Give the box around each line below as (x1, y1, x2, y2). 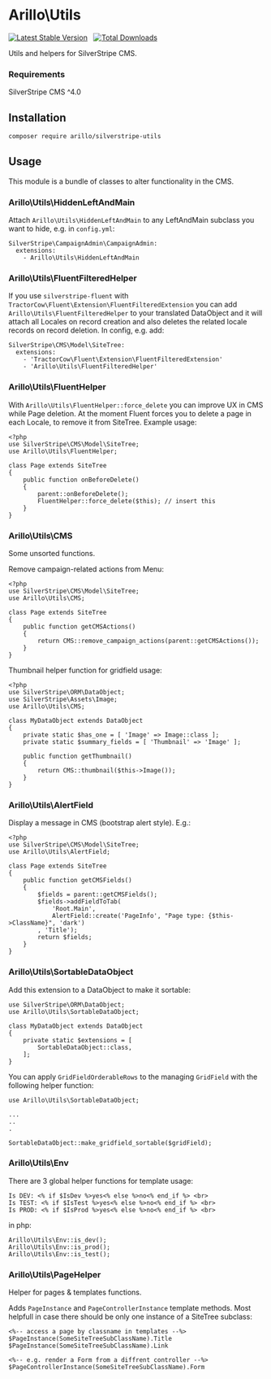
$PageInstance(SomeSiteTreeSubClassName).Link (8, 1342, 169, 1351)
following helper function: (8, 1080, 94, 1090)
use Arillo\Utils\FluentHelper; (8, 447, 118, 455)
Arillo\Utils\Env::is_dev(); (8, 1236, 107, 1244)
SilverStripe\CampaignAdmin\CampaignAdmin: (8, 240, 158, 248)
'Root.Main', (51, 905, 96, 913)
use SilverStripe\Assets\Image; (8, 695, 118, 703)
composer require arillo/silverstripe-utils (8, 133, 161, 141)
